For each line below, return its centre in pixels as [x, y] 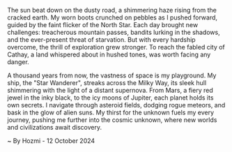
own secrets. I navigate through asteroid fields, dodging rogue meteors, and [116, 105]
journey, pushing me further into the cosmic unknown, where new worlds [112, 120]
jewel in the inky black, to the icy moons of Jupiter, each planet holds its [110, 98]
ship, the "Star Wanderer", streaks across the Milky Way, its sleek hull [107, 83]
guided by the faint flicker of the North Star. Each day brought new [103, 25]
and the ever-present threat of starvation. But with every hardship [102, 40]
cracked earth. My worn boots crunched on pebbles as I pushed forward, [113, 17]
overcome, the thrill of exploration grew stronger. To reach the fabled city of [116, 47]
